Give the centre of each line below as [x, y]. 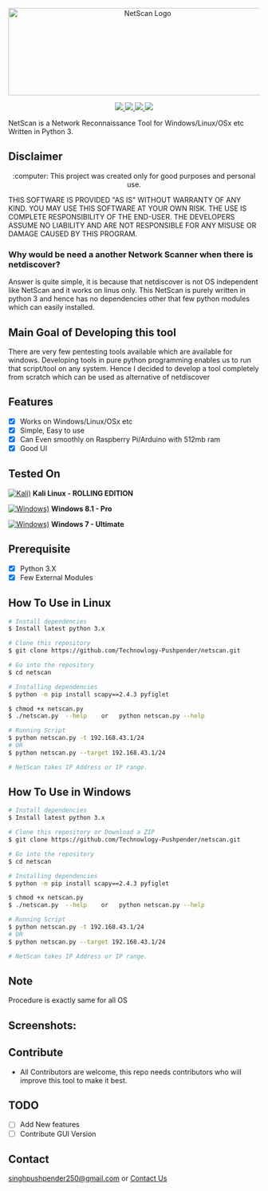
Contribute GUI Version [58, 1134]
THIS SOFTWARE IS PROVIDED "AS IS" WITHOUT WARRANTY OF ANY [125, 200]
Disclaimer [35, 157]
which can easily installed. [51, 307]
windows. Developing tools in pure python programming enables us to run [130, 360]
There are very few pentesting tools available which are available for [120, 351]
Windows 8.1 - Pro [82, 508]
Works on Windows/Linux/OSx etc [76, 421]
